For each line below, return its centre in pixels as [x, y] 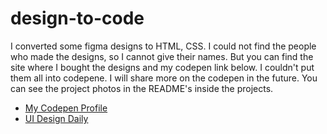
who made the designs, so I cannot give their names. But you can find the [162, 56]
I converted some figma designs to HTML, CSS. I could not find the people [163, 46]
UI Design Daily [56, 118]
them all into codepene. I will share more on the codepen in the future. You [164, 78]
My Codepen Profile [66, 108]
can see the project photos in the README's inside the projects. [142, 88]
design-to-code [77, 18]
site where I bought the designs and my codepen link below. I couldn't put [162, 67]
